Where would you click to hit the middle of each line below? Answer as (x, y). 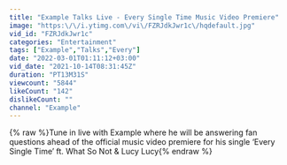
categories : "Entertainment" (63, 42)
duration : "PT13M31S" (49, 75)
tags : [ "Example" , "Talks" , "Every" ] (75, 50)
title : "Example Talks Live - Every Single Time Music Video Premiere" (144, 17)
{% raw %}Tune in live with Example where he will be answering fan (133, 132)
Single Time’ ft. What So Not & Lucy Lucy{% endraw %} (111, 152)
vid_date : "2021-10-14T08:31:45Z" (73, 67)
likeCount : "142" (41, 91)
